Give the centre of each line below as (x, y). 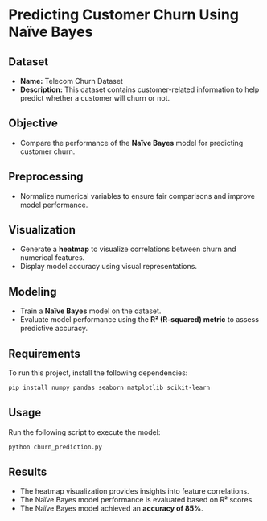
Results (28, 472)
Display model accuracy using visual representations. (108, 267)
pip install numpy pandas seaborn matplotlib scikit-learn (109, 388)
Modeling (33, 292)
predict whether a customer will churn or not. (95, 98)
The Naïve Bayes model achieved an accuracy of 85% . (111, 508)
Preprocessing (46, 177)
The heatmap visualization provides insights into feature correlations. (134, 491)
